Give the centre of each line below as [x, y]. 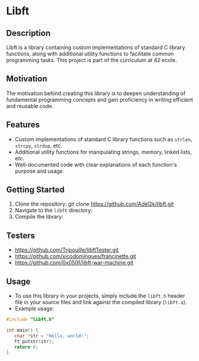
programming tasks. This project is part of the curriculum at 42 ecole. [92, 60]
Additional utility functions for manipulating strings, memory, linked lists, [103, 152]
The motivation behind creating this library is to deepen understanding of [96, 93]
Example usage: [35, 308]
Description [28, 33]
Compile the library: [39, 217]
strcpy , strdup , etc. [38, 145]
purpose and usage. [39, 171]
